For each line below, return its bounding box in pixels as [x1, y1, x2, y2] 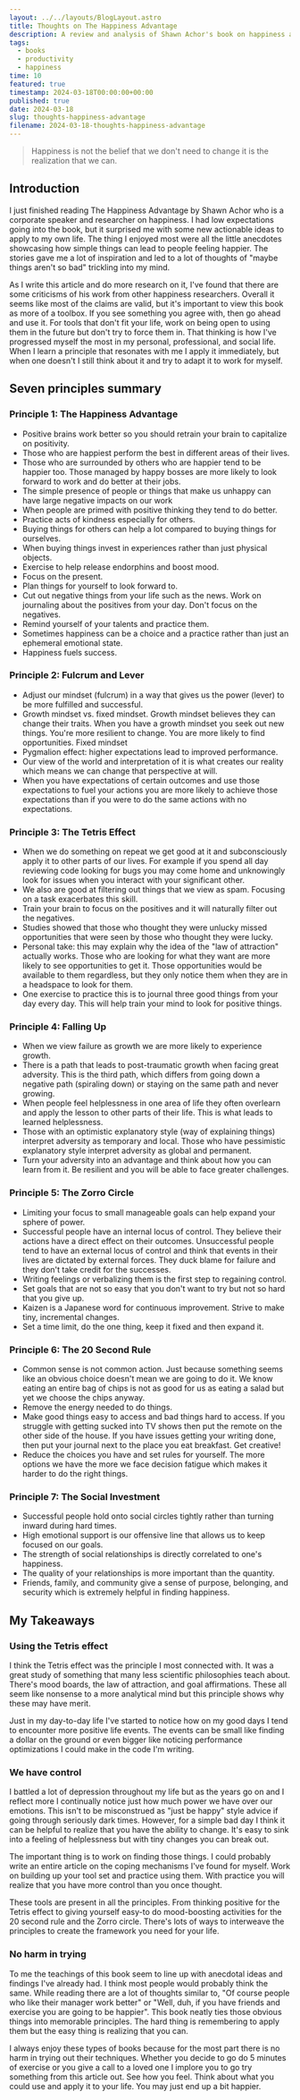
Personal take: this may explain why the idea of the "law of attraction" [21, 941, 279, 953]
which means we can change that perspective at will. [21, 766, 218, 776]
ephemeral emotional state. [21, 637, 123, 648]
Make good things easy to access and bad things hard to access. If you [21, 1410, 286, 1422]
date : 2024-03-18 [9, 105, 74, 114]
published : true [9, 96, 70, 106]
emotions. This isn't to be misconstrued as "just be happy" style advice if [9, 1806, 279, 1816]
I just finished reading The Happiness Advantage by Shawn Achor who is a [9, 205, 284, 216]
